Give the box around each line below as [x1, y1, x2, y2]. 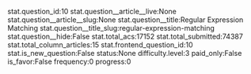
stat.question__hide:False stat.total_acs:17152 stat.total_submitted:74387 [7, 31, 243, 41]
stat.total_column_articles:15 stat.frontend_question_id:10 [7, 40, 193, 50]
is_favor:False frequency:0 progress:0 [7, 57, 131, 66]
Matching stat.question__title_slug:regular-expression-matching [7, 24, 215, 32]
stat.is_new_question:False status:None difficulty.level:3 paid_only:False [7, 49, 242, 57]
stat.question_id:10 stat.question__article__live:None [7, 7, 177, 16]
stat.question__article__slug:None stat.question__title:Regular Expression [7, 15, 244, 24]
